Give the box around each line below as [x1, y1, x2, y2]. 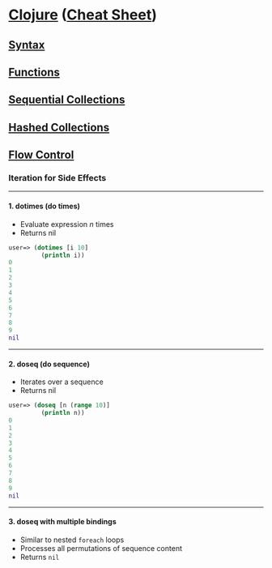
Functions [8, 65, 61, 79]
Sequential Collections [8, 93, 125, 107]
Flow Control [8, 148, 74, 162]
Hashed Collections [8, 120, 110, 135]
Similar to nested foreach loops [19, 535, 125, 545]
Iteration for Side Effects [8, 173, 107, 184]
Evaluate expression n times [19, 219, 114, 228]
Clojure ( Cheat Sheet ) [8, 6, 158, 24]
